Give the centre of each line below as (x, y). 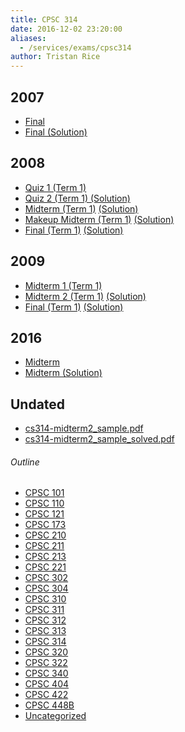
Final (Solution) (56, 132)
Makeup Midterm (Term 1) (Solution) (99, 219)
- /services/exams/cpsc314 (75, 47)
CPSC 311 (44, 610)
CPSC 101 (44, 493)
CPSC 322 (46, 663)
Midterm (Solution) (63, 373)
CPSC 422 (46, 695)
